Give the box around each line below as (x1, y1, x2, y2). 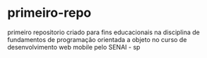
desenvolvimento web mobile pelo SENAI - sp (7, 43, 141, 51)
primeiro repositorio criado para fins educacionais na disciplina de (7, 28, 200, 36)
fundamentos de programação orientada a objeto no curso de (7, 35, 187, 43)
